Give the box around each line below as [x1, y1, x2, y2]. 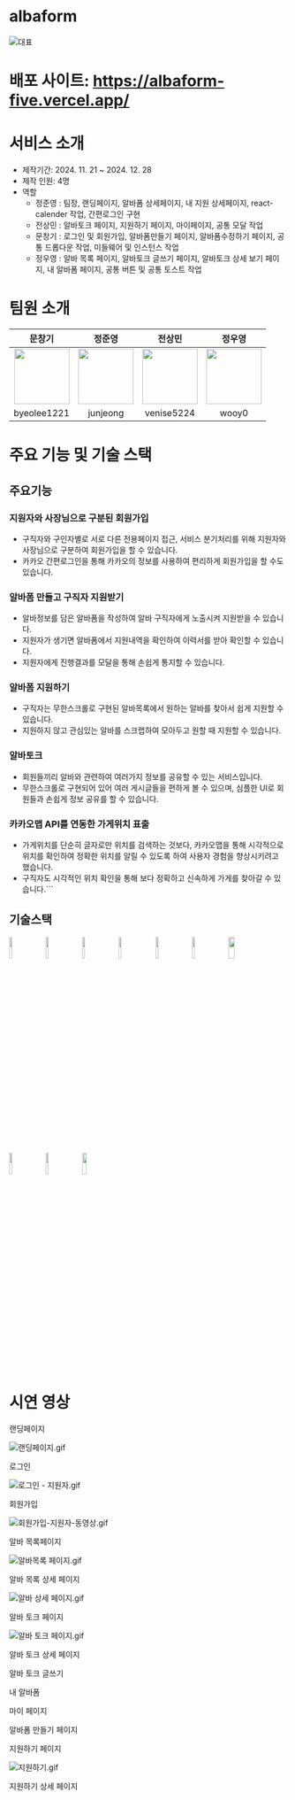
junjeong [87, 407, 125, 419]
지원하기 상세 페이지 [9, 1781, 78, 1791]
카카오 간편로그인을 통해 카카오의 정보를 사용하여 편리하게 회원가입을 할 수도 [21, 555, 284, 566]
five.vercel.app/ [9, 90, 130, 111]
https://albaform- [92, 71, 225, 91]
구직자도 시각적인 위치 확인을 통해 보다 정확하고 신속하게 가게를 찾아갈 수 [21, 873, 272, 884]
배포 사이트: [9, 71, 90, 91]
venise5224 [144, 407, 196, 419]
